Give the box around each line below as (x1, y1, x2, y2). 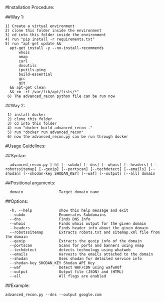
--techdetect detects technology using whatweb (9, 247, 131, 252)
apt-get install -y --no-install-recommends (9, 46, 104, 51)
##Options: (5, 198, 28, 204)
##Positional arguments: (5, 180, 55, 186)
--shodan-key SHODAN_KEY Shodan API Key (9, 260, 95, 265)
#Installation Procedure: (5, 5, 54, 10)
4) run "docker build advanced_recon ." (7, 125, 93, 130)
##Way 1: (5, 14, 24, 20)
